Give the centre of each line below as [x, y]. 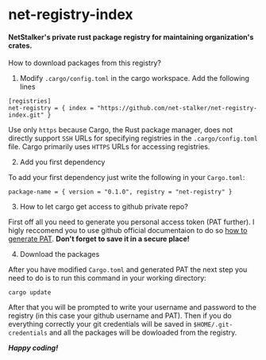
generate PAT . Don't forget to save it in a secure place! [99, 239]
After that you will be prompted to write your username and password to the [132, 308]
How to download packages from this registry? [85, 63]
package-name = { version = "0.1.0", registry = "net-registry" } [120, 192]
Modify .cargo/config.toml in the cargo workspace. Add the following [135, 79]
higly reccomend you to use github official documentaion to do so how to [128, 231]
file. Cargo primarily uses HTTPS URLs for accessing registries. [109, 147]
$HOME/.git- [213, 325]
